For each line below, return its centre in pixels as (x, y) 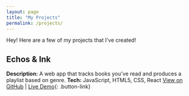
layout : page (23, 12)
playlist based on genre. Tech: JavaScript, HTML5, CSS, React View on (94, 80)
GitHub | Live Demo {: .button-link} (48, 87)
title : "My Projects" (33, 18)
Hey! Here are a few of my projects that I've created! (71, 40)
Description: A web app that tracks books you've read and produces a (94, 74)
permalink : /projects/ (35, 23)
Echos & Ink (29, 59)
